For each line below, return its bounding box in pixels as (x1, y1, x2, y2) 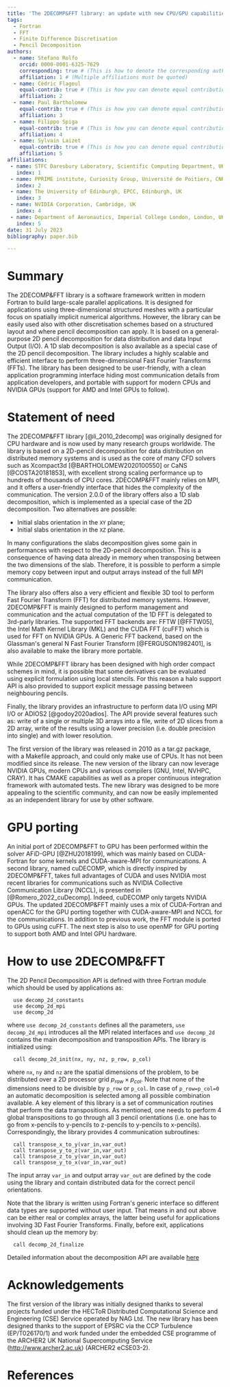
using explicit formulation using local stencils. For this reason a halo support (7, 675, 222, 683)
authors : (7, 49, 32, 55)
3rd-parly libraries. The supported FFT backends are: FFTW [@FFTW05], (7, 618, 214, 626)
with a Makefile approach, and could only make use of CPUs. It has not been (7, 752, 223, 760)
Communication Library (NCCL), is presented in (7, 886, 142, 895)
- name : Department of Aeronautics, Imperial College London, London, (10, 214, 216, 221)
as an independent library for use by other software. (7, 796, 154, 804)
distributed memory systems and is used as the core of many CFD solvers (7, 454, 216, 462)
